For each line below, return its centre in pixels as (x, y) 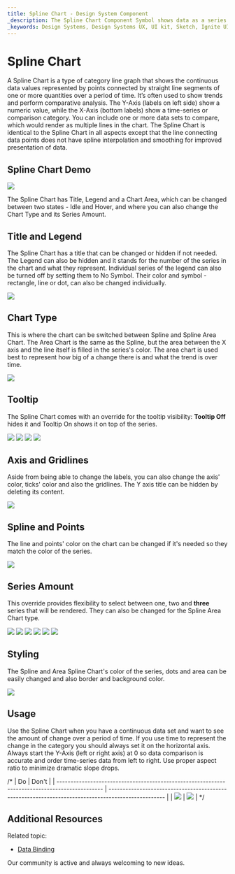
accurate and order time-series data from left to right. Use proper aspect (112, 760)
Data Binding (36, 850)
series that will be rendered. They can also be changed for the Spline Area (114, 610)
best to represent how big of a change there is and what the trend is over (113, 357)
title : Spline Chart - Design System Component (78, 14)
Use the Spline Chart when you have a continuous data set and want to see (116, 731)
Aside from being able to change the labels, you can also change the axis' (114, 477)
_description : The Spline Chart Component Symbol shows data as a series (117, 20)
